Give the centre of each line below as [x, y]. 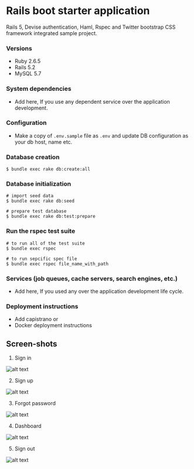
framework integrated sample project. [52, 33]
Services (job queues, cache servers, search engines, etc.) [92, 278]
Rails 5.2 [25, 67]
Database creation [33, 157]
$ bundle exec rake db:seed [40, 201]
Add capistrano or [36, 319]
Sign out [25, 449]
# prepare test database [36, 211]
